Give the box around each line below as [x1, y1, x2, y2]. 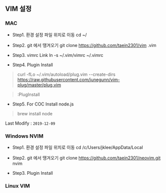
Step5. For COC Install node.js [12, 101, 74, 107]
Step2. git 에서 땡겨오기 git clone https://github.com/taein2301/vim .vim [12, 42, 157, 48]
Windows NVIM [5, 133, 44, 140]
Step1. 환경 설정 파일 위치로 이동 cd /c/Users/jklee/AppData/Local [12, 144, 143, 150]
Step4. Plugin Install [12, 61, 54, 68]
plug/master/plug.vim [17, 82, 61, 88]
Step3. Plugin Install [12, 170, 53, 176]
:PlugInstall [17, 91, 40, 97]
